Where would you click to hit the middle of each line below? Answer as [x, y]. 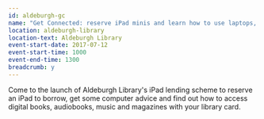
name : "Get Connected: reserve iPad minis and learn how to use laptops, [133, 23]
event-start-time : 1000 [48, 52]
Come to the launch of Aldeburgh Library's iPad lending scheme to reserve [130, 90]
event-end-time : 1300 [44, 60]
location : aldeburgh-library [56, 30]
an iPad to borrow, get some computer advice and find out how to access [128, 98]
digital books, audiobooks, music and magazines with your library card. [124, 106]
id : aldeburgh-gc [37, 15]
